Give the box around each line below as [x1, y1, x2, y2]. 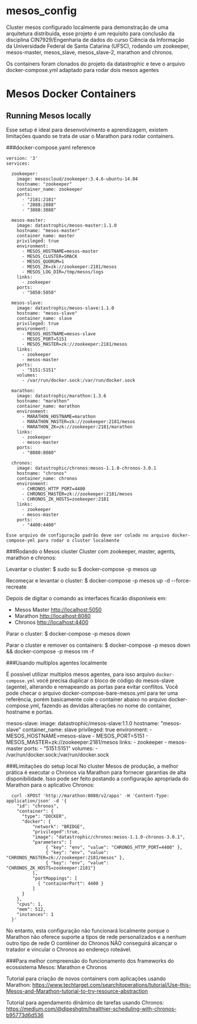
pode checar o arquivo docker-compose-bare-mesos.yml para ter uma [6, 689, 178, 696]
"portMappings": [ [32, 875, 78, 881]
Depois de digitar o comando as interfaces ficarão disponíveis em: [6, 594, 167, 601]
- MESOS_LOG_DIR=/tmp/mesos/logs [21, 269, 104, 275]
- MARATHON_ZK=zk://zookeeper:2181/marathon [21, 424, 133, 430]
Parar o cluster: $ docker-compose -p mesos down [6, 630, 131, 637]
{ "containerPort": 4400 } [37, 881, 104, 886]
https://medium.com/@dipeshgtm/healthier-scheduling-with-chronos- [6, 1005, 177, 1012]
